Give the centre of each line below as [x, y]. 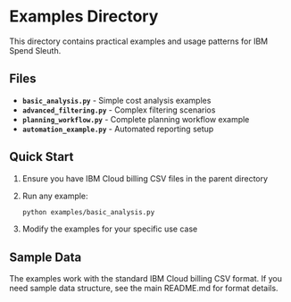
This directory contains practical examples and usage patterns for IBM [139, 41]
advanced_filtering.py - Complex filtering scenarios [119, 110]
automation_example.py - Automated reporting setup [118, 129]
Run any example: [55, 196]
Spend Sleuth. [35, 50]
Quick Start [42, 157]
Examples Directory [84, 17]
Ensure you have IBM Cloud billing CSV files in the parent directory [145, 178]
